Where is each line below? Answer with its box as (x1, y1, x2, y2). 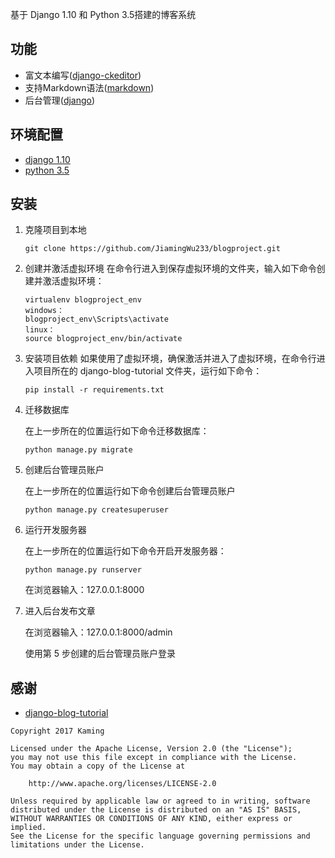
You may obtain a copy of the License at (10, 761, 186, 772)
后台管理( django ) (24, 94, 96, 106)
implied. (10, 823, 47, 833)
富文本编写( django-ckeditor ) (24, 69, 142, 81)
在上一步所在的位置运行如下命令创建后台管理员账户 (24, 485, 236, 497)
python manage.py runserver (24, 565, 142, 575)
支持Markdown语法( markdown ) (24, 81, 155, 93)
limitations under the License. (10, 840, 145, 850)
